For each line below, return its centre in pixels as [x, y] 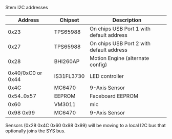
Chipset [69, 20]
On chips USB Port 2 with [120, 43]
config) [98, 65]
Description [127, 20]
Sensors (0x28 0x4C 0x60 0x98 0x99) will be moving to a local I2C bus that [86, 125]
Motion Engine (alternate [119, 58]
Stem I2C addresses [27, 7]
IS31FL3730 [69, 76]
